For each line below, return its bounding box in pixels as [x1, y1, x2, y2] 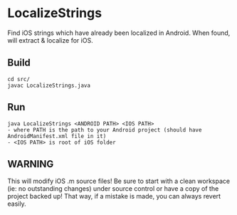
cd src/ [7, 75, 31, 83]
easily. [7, 199, 26, 208]
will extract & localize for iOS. [7, 36, 94, 44]
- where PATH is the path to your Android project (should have [7, 126, 202, 133]
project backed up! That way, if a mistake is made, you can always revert [7, 192, 221, 201]
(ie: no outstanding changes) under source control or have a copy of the [7, 184, 219, 193]
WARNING [7, 158, 54, 170]
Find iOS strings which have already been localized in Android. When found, [7, 28, 231, 37]
